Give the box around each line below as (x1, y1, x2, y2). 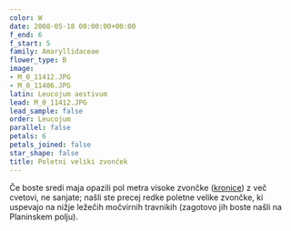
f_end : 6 (9, 30, 43, 39)
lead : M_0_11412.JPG (9, 97, 88, 107)
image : (9, 65, 35, 74)
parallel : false (9, 124, 71, 133)
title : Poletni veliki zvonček (9, 156, 128, 166)
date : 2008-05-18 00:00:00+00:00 (9, 22, 136, 31)
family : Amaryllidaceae (9, 47, 100, 56)
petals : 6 (9, 132, 47, 141)
